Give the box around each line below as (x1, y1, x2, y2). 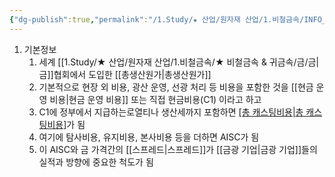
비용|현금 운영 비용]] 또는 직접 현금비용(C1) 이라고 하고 (49, 93, 262, 105)
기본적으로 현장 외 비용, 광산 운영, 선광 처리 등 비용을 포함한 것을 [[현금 (38, 81, 314, 93)
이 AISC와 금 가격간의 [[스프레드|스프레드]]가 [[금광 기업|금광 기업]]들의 (38, 143, 318, 155)
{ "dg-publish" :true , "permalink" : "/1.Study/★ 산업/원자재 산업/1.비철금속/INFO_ (9, 14, 327, 25)
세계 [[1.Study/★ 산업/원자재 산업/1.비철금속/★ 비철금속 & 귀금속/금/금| (38, 56, 320, 68)
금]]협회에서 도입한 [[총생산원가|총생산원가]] (38, 68, 212, 80)
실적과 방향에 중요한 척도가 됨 (38, 156, 154, 168)
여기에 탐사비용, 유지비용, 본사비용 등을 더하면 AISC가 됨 (38, 131, 260, 143)
